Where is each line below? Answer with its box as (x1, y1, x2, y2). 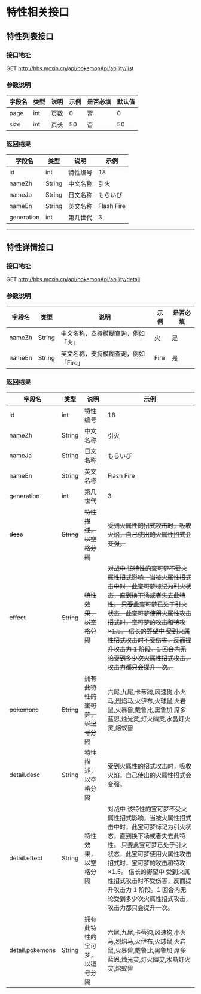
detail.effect (9, 854, 43, 862)
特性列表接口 (6, 31, 54, 41)
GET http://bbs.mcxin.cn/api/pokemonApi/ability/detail (6, 276, 141, 283)
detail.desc (9, 770, 41, 779)
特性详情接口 (6, 242, 54, 252)
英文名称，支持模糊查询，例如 (60, 350, 145, 358)
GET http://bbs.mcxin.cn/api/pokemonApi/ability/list (6, 64, 134, 72)
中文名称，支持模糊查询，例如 (60, 329, 145, 338)
